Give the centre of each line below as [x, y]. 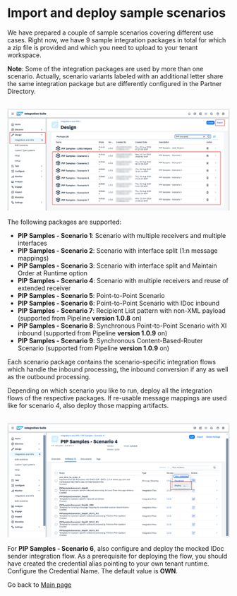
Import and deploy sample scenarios [117, 13]
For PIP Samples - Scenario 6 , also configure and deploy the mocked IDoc [116, 549]
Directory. [22, 91]
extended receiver [44, 288]
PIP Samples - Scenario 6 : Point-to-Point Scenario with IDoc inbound [119, 303]
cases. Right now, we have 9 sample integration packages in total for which [117, 40]
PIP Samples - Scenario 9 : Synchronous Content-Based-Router [110, 340]
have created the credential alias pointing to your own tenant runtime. [108, 564]
